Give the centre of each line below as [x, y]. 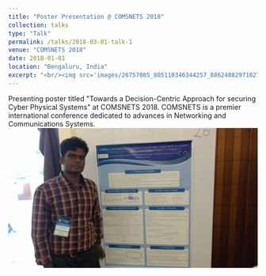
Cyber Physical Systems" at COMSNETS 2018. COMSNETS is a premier [125, 107]
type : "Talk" [30, 33]
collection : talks [38, 25]
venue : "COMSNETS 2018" [47, 50]
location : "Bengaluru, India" [58, 67]
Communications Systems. [52, 123]
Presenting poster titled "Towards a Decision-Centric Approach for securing [132, 98]
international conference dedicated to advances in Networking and [118, 115]
